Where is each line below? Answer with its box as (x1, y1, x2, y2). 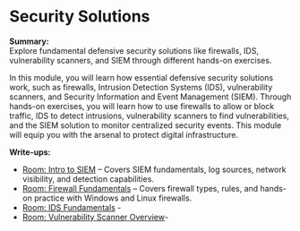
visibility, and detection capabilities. (21, 173, 155, 184)
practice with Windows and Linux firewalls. (34, 192, 193, 203)
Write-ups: (9, 146, 51, 158)
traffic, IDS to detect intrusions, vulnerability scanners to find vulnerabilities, (9, 110, 289, 121)
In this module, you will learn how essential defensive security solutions (9, 72, 274, 82)
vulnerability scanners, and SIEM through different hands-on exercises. (9, 55, 272, 65)
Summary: (9, 36, 49, 47)
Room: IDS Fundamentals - (21, 201, 122, 212)
